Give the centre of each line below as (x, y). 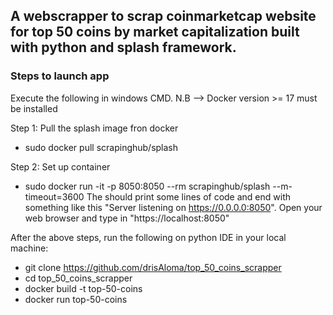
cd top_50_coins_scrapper (78, 278)
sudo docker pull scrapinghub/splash (101, 147)
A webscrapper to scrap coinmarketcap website (163, 16)
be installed (34, 108)
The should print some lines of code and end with (189, 196)
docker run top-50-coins (76, 299)
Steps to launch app (60, 76)
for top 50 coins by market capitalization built (155, 32)
